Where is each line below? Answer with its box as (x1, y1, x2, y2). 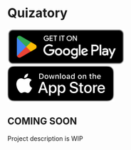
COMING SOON (7, 115, 78, 127)
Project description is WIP (7, 134, 83, 143)
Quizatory (7, 5, 68, 21)
